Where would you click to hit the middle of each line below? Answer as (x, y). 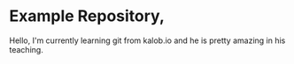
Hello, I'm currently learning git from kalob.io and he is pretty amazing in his (147, 40)
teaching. (27, 49)
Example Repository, (87, 16)
